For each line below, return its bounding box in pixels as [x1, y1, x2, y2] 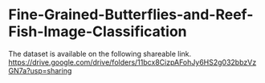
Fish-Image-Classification [8, 22, 187, 41]
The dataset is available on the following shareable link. [8, 49, 192, 58]
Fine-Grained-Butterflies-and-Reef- [8, 6, 254, 24]
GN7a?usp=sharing [8, 65, 72, 75]
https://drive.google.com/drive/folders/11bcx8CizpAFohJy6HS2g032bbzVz [8, 57, 257, 67]
